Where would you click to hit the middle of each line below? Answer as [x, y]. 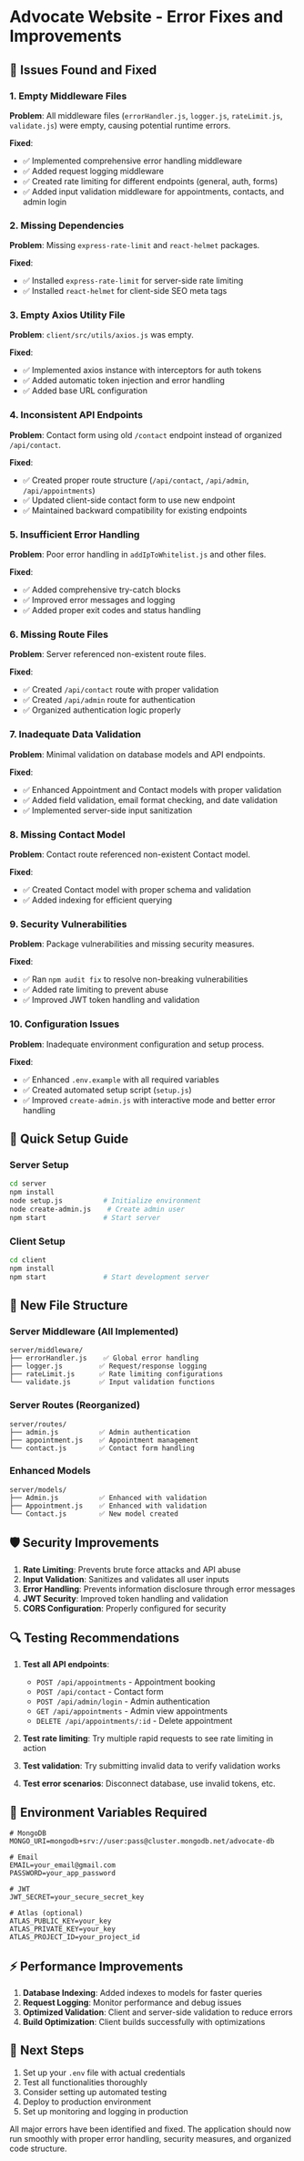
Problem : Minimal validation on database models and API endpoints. [137, 754]
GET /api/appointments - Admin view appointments [132, 1711]
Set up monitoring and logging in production [105, 2111]
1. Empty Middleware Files [68, 96]
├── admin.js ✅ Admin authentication [100, 1432]
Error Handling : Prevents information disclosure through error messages [159, 1589]
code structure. [38, 2148]
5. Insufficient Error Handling [75, 534]
